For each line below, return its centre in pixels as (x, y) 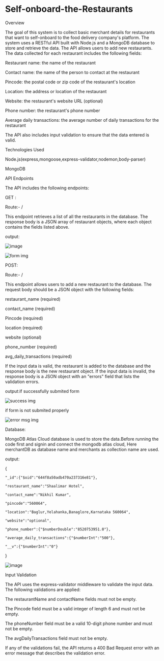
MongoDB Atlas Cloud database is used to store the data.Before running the (82, 439)
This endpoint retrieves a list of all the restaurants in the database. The (77, 216)
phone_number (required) (31, 347)
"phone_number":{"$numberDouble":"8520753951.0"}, (58, 529)
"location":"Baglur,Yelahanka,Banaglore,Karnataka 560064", (68, 512)
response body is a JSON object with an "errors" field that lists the (72, 376)
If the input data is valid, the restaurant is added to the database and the (78, 366)
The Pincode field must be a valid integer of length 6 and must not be (75, 609)
